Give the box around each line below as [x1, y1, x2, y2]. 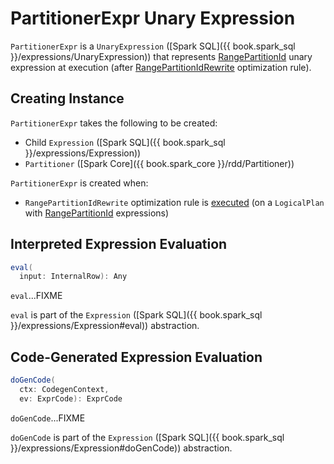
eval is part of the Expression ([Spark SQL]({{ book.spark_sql [10, 309, 263, 321]
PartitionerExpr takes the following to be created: [10, 117, 218, 129]
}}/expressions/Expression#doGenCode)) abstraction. [10, 442, 233, 454]
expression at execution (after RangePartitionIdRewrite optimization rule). [10, 61, 312, 73]
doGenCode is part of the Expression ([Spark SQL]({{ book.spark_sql [10, 431, 285, 443]
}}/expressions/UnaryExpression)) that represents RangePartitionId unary [10, 50, 313, 62]
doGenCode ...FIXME [10, 412, 86, 424]
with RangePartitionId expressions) [24, 207, 170, 219]
